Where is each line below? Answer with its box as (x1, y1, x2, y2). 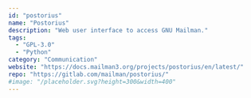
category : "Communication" (8, 56, 98, 64)
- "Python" (15, 48, 52, 56)
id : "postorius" (8, 11, 62, 20)
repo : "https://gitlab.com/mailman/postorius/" (8, 70, 170, 78)
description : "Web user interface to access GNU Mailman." (8, 26, 209, 34)
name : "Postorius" (8, 19, 69, 27)
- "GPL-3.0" (15, 41, 56, 49)
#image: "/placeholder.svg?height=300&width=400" (8, 77, 177, 85)
